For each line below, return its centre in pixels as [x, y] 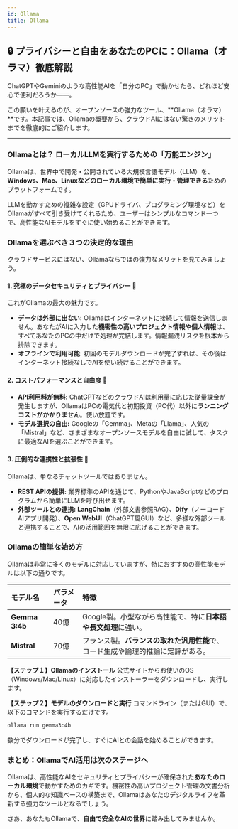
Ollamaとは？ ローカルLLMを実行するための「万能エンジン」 [112, 155]
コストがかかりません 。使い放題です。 [73, 415]
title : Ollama [28, 21]
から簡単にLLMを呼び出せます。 [83, 500]
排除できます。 [39, 345]
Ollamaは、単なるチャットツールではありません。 [79, 476]
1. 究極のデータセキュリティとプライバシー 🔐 [72, 286]
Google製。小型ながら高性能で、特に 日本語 [154, 616]
